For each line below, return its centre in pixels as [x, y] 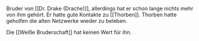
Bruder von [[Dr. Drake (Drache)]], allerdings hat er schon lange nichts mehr [100, 8]
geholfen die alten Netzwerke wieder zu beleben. [67, 21]
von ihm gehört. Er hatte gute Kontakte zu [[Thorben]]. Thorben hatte [92, 15]
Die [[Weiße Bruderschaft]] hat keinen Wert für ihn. [69, 32]
